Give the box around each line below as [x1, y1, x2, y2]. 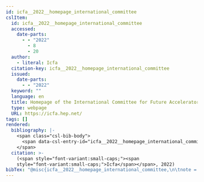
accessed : [11, 25, 36, 32]
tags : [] [5, 116, 28, 122]
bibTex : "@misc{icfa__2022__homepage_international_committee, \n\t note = [5, 167, 197, 173]
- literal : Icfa [16, 59, 58, 66]
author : [11, 54, 31, 60]
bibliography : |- [11, 127, 55, 133]
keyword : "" [11, 88, 42, 94]
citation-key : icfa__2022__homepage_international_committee [11, 65, 170, 72]
